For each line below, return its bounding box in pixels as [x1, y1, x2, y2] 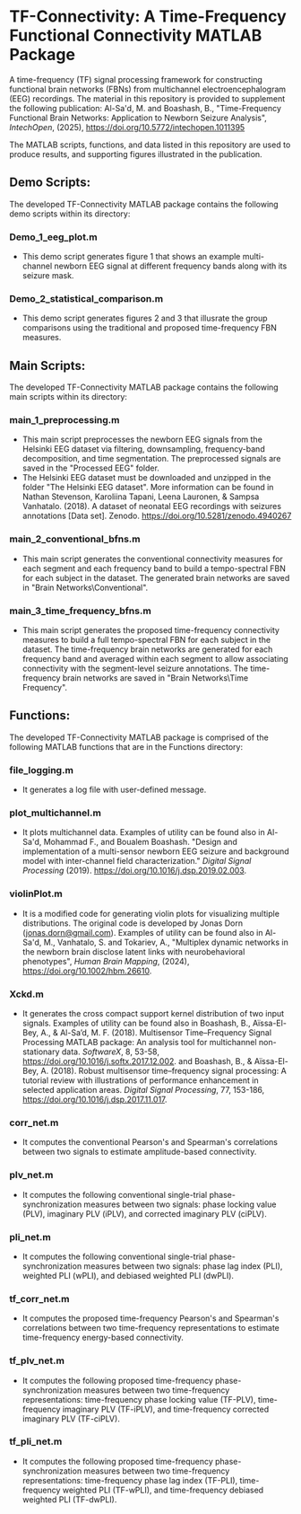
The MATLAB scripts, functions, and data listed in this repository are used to [9, 139, 291, 150]
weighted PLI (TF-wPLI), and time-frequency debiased [62, 1484, 264, 1495]
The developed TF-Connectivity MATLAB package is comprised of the [9, 732, 269, 743]
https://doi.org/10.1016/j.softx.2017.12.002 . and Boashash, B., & [21, 1056, 253, 1067]
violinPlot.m [9, 887, 63, 900]
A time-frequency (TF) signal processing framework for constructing [9, 74, 262, 84]
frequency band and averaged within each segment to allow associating [21, 654, 288, 665]
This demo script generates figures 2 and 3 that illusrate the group [21, 312, 268, 324]
